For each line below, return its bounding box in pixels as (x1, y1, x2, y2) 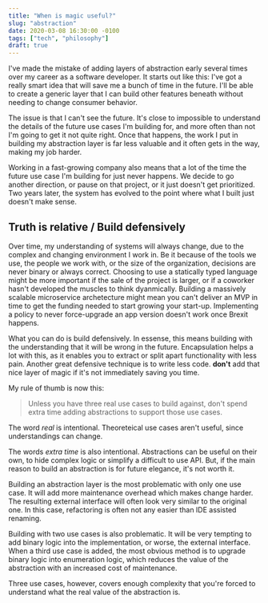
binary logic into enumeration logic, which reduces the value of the (8, 554, 229, 564)
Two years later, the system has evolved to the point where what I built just (8, 188, 254, 198)
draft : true (8, 42, 48, 50)
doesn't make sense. (8, 197, 78, 207)
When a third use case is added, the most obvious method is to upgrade (8, 546, 246, 556)
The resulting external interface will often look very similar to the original (8, 496, 247, 506)
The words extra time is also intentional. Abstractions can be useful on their (8, 447, 258, 456)
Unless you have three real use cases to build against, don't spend (27, 399, 248, 408)
